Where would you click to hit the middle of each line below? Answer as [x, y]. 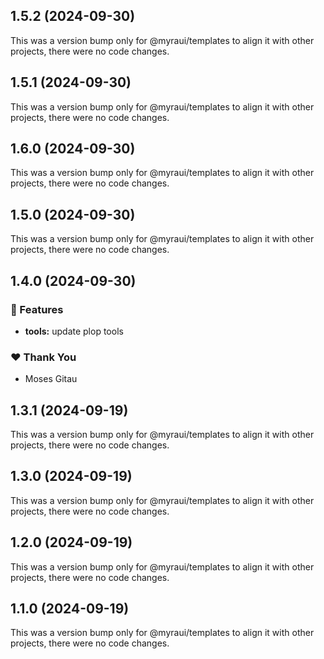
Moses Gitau [51, 379]
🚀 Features [37, 309]
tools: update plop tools [74, 331]
